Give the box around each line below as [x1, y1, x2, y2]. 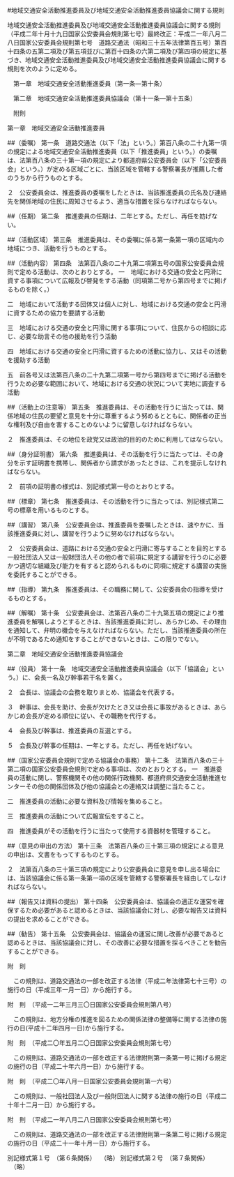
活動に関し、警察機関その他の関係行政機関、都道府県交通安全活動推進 [19, 774, 221, 781]
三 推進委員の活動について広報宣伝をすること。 [7, 812, 148, 820]
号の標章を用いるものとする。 [7, 506, 93, 514]
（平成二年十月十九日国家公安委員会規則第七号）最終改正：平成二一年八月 [7, 30, 221, 38]
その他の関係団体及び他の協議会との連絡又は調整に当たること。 [25, 782, 209, 790]
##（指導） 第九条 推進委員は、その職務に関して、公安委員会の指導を [7, 585, 212, 593]
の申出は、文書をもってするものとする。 [7, 850, 123, 858]
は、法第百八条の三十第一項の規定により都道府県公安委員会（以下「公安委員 [7, 156, 227, 164]
